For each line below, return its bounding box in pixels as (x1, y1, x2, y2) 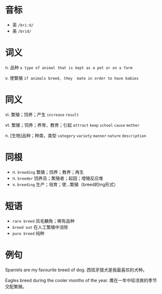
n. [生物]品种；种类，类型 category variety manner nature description (5, 132, 147, 139)
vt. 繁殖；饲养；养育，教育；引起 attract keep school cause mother (5, 122, 140, 128)
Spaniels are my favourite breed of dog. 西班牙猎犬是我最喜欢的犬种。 (5, 267, 147, 273)
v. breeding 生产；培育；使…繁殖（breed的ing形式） (12, 181, 119, 187)
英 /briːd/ (12, 22, 33, 28)
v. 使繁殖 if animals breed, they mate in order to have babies (5, 75, 139, 81)
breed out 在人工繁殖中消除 (12, 224, 68, 230)
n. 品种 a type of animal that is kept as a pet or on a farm (5, 64, 133, 70)
